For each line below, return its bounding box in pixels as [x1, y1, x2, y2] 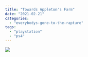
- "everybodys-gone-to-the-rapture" [9, 20, 84, 25]
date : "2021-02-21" [5, 11, 45, 16]
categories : [5, 16, 29, 21]
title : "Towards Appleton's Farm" [5, 7, 75, 12]
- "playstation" [9, 29, 42, 34]
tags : [5, 25, 16, 30]
